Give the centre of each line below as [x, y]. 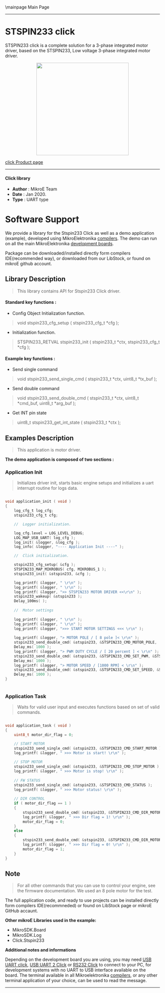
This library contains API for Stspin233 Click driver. [69, 291]
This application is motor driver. [49, 450]
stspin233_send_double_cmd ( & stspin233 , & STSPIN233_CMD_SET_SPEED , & [87, 670]
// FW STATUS [27, 780]
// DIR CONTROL [29, 799]
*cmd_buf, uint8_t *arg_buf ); [46, 404]
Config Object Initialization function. [48, 313]
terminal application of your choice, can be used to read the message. [76, 981]
